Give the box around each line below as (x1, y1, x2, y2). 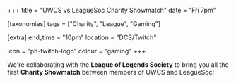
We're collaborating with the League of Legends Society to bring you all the (7, 60, 229, 69)
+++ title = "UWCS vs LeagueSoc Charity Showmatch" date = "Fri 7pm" (7, 6, 217, 14)
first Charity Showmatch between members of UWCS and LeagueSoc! (7, 68, 214, 76)
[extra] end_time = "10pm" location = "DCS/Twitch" (7, 33, 157, 41)
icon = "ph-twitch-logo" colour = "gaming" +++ (7, 47, 146, 55)
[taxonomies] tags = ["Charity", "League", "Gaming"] (7, 20, 161, 27)
